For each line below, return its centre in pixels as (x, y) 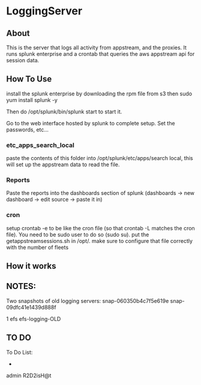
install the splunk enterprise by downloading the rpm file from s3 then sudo (99, 94)
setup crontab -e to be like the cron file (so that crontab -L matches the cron (100, 228)
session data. (23, 60)
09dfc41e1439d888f (31, 307)
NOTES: (21, 286)
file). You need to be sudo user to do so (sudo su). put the (78, 234)
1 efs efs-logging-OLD (34, 318)
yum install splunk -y (32, 100)
